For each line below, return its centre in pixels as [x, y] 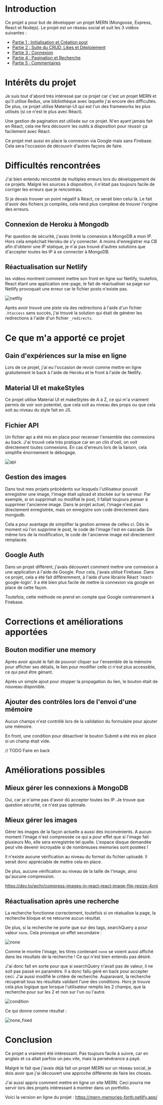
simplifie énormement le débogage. [41, 453]
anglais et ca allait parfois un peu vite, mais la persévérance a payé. [73, 1059]
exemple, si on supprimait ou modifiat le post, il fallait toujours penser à [76, 499]
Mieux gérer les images [41, 820]
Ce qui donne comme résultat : [36, 1011]
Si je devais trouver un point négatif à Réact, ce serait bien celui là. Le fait [79, 199]
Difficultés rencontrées [53, 166]
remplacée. [16, 540]
